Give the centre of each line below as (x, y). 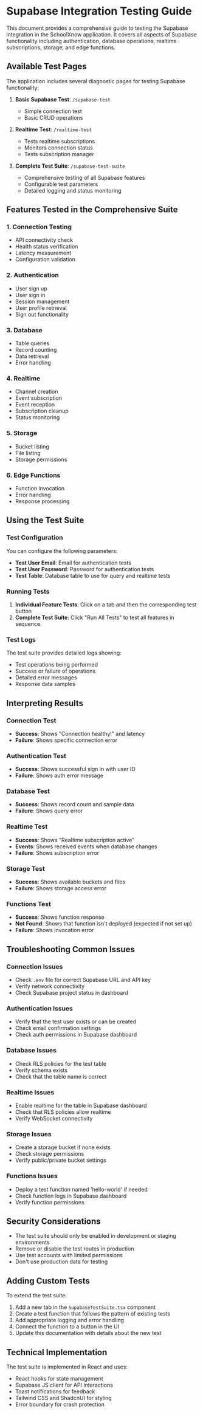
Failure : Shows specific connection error (66, 740)
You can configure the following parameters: (62, 551)
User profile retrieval (41, 307)
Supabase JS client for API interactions (64, 1385)
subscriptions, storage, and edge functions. (61, 47)
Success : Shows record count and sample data (75, 805)
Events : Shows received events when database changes (86, 846)
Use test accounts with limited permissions (69, 1255)
